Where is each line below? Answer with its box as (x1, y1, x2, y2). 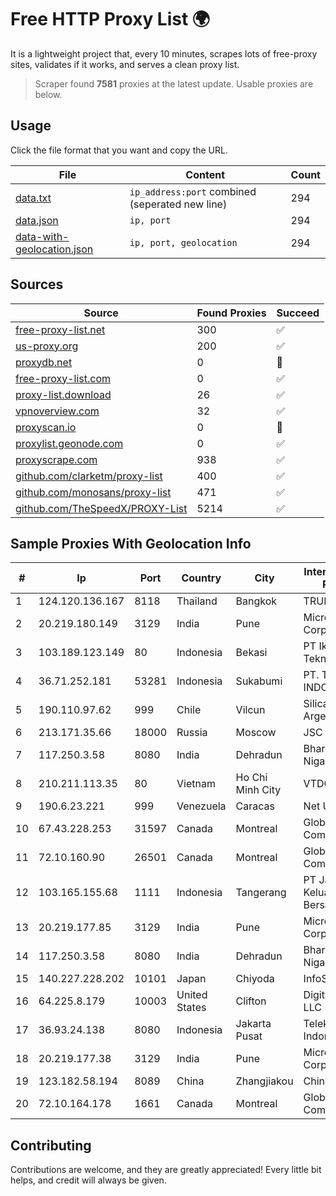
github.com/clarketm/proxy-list (15, 469, 163, 483)
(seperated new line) (129, 197, 228, 211)
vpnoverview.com (15, 404, 100, 418)
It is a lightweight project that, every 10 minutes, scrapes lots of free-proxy (10, 47, 318, 60)
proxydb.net (15, 355, 73, 369)
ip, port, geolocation (129, 237, 238, 248)
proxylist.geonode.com (15, 436, 124, 450)
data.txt (15, 191, 52, 205)
